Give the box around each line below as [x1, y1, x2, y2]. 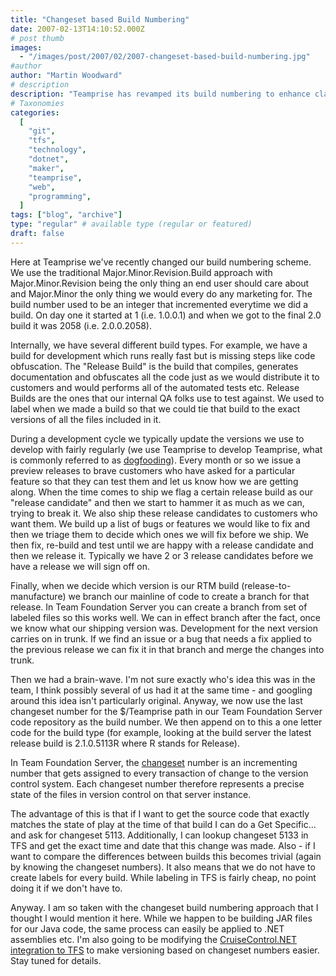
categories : [10, 107, 60, 118]
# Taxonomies [10, 98, 65, 108]
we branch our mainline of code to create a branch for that [68, 590, 310, 602]
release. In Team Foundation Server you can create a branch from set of [10, 601, 308, 613]
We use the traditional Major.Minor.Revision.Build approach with [10, 266, 273, 278]
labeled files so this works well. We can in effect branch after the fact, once [10, 611, 321, 623]
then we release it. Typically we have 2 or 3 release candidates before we [10, 549, 314, 561]
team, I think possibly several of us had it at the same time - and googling [10, 684, 313, 696]
